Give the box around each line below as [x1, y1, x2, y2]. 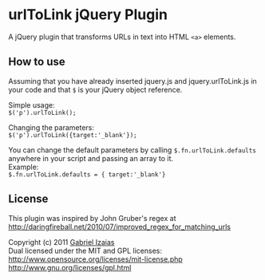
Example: [8, 162, 39, 172]
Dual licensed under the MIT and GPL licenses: [8, 246, 162, 255]
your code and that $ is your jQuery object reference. [8, 85, 183, 94]
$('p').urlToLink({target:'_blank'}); [8, 131, 137, 139]
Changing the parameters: [8, 122, 94, 132]
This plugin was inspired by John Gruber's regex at [8, 213, 176, 223]
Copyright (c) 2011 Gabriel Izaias [8, 237, 115, 246]
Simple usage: [8, 100, 56, 109]
